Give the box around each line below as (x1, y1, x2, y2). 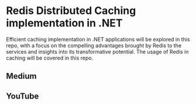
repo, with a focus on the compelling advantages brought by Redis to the (6, 42, 182, 49)
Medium (6, 71, 37, 81)
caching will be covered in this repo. (6, 54, 94, 61)
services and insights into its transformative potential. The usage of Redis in (6, 48, 189, 55)
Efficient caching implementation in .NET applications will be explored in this (6, 36, 190, 43)
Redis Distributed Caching (6, 4, 136, 17)
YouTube (6, 91, 39, 101)
